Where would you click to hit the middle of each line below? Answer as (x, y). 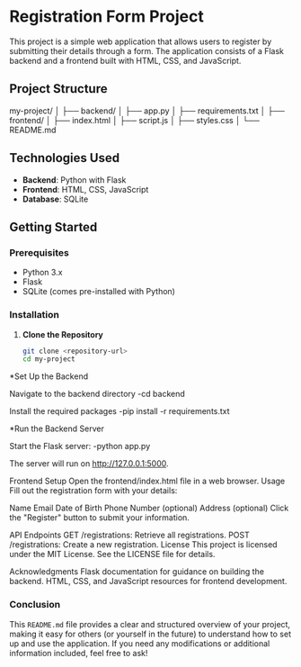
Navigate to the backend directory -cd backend (97, 394)
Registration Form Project (106, 17)
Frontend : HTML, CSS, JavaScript (85, 189)
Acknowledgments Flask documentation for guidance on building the (137, 572)
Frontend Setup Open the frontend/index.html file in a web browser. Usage (147, 481)
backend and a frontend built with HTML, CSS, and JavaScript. (125, 60)
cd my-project (49, 359)
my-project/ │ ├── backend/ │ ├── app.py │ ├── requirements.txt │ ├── (147, 111)
